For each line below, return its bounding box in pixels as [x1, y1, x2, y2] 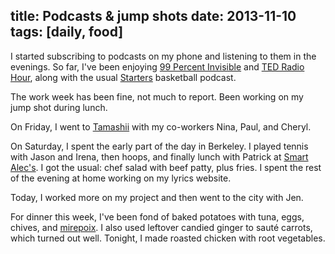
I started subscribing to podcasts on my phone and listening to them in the [10, 50, 317, 62]
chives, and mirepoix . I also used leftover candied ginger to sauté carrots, [10, 221, 313, 233]
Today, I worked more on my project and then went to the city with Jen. [10, 191, 304, 203]
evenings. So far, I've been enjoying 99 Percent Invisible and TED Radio [10, 60, 305, 73]
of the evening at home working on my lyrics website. [10, 172, 232, 184]
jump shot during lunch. [10, 101, 108, 113]
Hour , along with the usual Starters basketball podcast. [10, 71, 237, 83]
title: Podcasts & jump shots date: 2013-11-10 [10, 8, 297, 25]
